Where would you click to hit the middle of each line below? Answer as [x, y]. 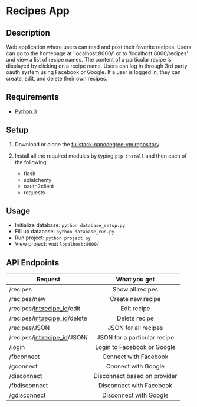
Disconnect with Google [136, 395]
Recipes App [38, 11]
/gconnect [23, 367]
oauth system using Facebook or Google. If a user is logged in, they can [93, 72]
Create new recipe [135, 299]
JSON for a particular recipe [135, 338]
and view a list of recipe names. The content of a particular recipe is [89, 60]
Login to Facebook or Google [135, 347]
